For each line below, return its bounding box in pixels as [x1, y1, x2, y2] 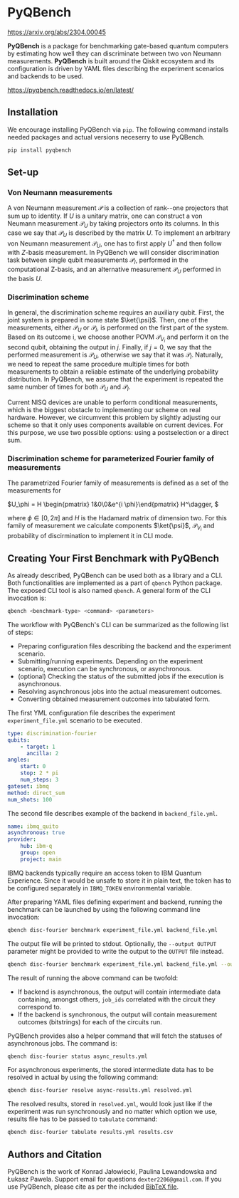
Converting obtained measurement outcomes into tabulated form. [17, 695, 211, 703]
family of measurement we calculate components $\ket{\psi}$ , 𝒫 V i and [7, 521, 215, 532]
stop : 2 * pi [20, 769, 59, 777]
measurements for [7, 486, 62, 495]
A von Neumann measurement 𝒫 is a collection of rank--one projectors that [7, 204, 229, 212]
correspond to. [17, 1002, 62, 1011]
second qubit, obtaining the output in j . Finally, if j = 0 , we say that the [7, 343, 212, 352]
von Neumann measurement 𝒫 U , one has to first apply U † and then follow [7, 238, 222, 249]
